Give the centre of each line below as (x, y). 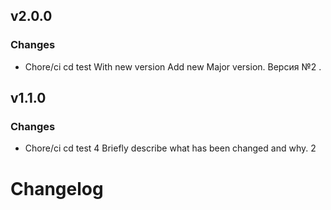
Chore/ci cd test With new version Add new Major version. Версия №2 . (173, 66)
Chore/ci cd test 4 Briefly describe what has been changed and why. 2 (170, 148)
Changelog (57, 188)
